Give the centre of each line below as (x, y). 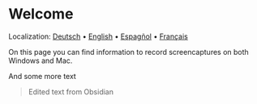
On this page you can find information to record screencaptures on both (128, 52)
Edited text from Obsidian (71, 92)
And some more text (43, 76)
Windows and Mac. (41, 60)
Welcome (41, 14)
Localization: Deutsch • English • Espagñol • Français (99, 36)
